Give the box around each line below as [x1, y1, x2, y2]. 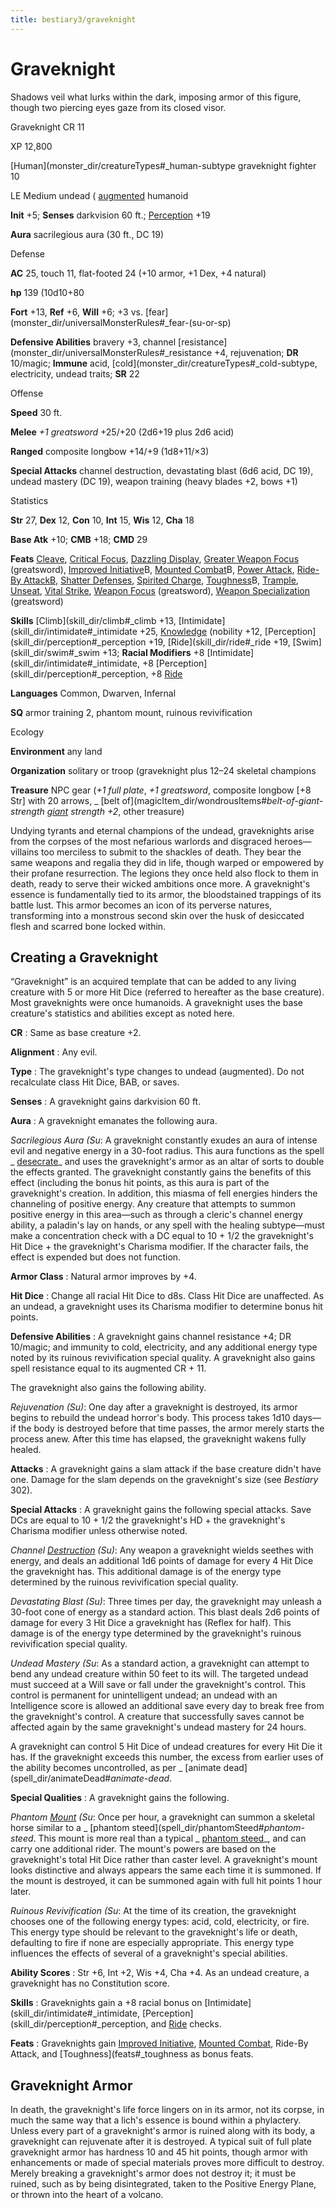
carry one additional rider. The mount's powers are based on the [10, 1843, 277, 1855]
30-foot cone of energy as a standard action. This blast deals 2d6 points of [10, 1606, 320, 1618]
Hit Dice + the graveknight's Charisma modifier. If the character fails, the [10, 1241, 309, 1253]
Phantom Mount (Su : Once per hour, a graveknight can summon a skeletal [10, 1811, 315, 1823]
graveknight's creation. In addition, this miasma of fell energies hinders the [10, 1187, 318, 1200]
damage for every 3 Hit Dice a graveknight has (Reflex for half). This [10, 1617, 292, 1629]
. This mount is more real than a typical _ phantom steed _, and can [33, 1832, 307, 1845]
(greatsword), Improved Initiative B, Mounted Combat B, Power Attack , [10, 563, 295, 575]
